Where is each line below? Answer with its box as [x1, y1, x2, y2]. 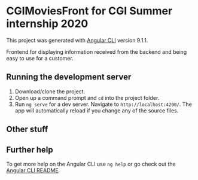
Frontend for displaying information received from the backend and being [6, 48, 187, 55]
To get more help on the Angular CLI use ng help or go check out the [6, 160, 176, 167]
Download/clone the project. [14, 88, 86, 95]
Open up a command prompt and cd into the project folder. [14, 94, 160, 101]
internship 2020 [6, 17, 89, 30]
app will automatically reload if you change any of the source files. [14, 106, 179, 114]
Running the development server [6, 72, 132, 82]
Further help [6, 145, 54, 155]
